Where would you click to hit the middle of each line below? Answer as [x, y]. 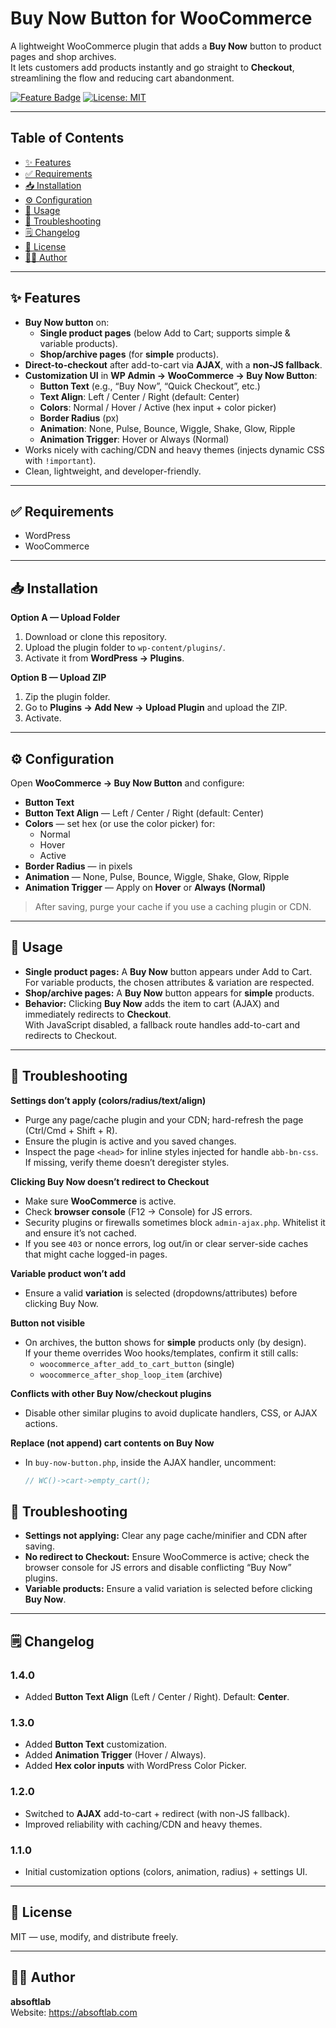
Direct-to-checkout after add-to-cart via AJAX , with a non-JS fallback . [173, 364]
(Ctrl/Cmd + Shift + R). [71, 1130]
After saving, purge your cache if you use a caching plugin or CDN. [173, 906]
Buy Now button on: [67, 322]
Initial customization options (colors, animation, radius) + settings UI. [166, 1871]
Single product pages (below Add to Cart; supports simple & [165, 333]
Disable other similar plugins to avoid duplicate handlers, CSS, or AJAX [171, 1413]
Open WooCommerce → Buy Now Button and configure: [127, 783]
